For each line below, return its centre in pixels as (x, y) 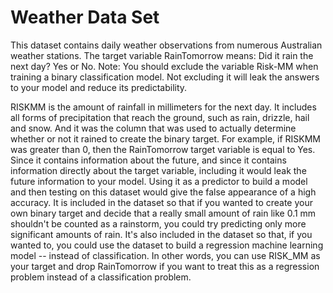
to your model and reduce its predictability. (99, 87)
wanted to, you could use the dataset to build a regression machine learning (167, 245)
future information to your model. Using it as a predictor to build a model (159, 181)
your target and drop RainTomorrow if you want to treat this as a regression (165, 266)
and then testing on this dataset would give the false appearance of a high (163, 192)
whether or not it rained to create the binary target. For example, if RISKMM (165, 138)
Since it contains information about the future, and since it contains (148, 160)
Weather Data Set (85, 17)
